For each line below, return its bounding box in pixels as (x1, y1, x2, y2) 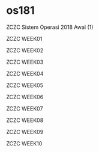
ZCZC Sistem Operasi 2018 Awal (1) (6, 23, 94, 31)
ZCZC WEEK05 (6, 82, 44, 89)
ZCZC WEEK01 (6, 35, 43, 42)
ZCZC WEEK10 (6, 139, 43, 147)
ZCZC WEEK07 (6, 105, 43, 112)
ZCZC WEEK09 (6, 128, 44, 135)
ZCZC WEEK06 (6, 93, 44, 100)
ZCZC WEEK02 (6, 46, 44, 54)
